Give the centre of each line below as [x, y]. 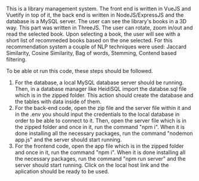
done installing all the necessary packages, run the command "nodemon [104, 133]
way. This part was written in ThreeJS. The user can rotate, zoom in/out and [99, 27]
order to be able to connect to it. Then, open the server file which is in [100, 121]
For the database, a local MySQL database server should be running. [99, 82]
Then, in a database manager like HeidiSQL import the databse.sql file [100, 89]
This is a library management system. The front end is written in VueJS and [99, 9]
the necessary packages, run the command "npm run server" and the [100, 159]
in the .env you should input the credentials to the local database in [97, 114]
